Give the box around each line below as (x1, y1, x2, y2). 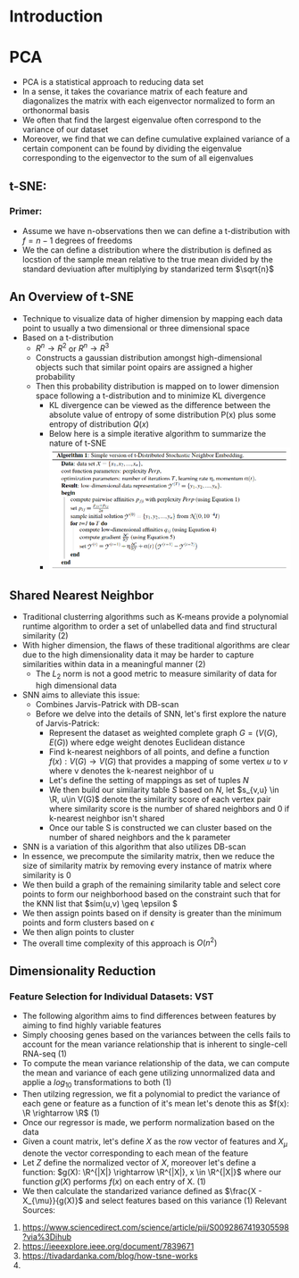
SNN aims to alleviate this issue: (21, 689, 140, 700)
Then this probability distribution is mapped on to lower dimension (35, 381, 279, 392)
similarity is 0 (21, 869, 71, 881)
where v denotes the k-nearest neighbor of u (48, 765, 214, 776)
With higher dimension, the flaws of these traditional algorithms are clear (21, 639, 290, 650)
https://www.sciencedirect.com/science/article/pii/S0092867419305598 (21, 1222, 290, 1232)
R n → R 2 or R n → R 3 (35, 341, 110, 354)
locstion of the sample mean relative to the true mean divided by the (21, 254, 274, 264)
